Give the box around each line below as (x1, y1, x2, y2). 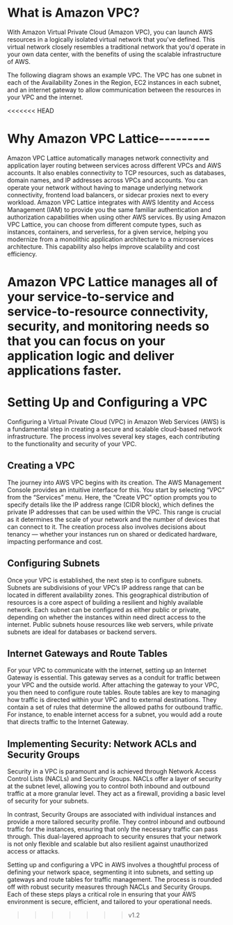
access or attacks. (7, 847, 61, 856)
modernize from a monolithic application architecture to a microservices (7, 235, 214, 243)
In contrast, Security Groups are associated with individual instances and (7, 810, 217, 819)
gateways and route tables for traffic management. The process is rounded (7, 876, 223, 884)
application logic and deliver (7, 348, 175, 364)
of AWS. (7, 57, 31, 65)
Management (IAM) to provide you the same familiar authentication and (7, 205, 212, 213)
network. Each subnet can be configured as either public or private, (7, 605, 201, 614)
